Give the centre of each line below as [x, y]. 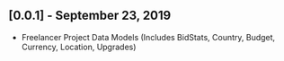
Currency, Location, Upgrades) [79, 47]
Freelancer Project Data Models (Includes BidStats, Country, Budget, [148, 37]
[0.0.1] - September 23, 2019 [90, 16]
